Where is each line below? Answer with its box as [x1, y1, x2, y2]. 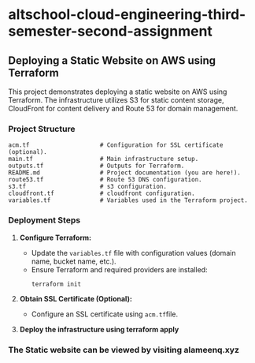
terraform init [31, 280, 81, 288]
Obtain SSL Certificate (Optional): [19, 294, 132, 304]
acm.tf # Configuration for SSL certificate [8, 141, 224, 149]
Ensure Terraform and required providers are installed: [31, 264, 208, 274]
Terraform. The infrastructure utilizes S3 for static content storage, [8, 95, 224, 104]
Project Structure [8, 123, 76, 134]
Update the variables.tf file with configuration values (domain [31, 248, 236, 257]
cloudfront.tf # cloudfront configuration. [8, 189, 195, 198]
